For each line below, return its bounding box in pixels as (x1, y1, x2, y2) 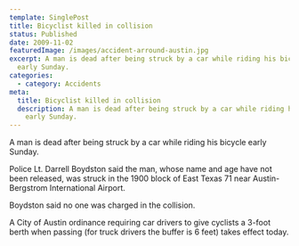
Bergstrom (9, 183, 48, 193)
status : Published (9, 29, 77, 38)
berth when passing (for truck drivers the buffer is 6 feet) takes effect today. (9, 226, 289, 237)
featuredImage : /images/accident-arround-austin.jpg (9, 46, 209, 55)
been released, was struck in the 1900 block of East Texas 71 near (9, 173, 251, 184)
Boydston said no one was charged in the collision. (9, 200, 196, 210)
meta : (9, 87, 29, 96)
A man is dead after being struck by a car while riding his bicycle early (9, 137, 267, 148)
